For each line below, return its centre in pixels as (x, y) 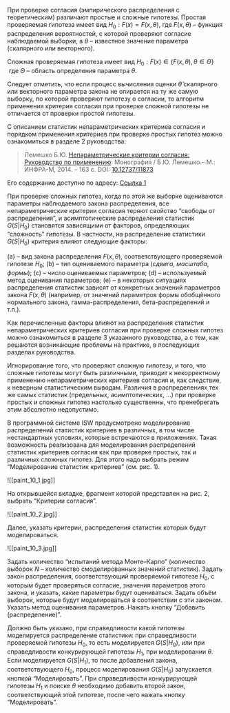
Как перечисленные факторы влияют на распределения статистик (106, 323)
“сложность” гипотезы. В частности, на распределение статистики (106, 234)
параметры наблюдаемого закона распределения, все (88, 203)
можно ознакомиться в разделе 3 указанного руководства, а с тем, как (113, 337)
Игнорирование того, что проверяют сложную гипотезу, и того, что (107, 365)
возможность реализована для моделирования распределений (102, 445)
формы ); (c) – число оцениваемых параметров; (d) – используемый (107, 272)
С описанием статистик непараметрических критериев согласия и (106, 126)
